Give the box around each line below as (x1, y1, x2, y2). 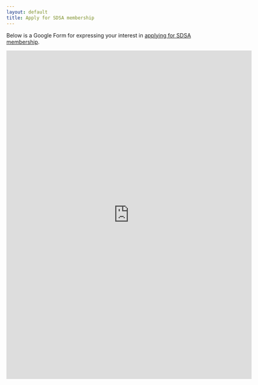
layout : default (6, 9, 48, 15)
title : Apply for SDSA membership (6, 15, 95, 21)
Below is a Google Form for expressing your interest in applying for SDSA (6, 31, 191, 39)
